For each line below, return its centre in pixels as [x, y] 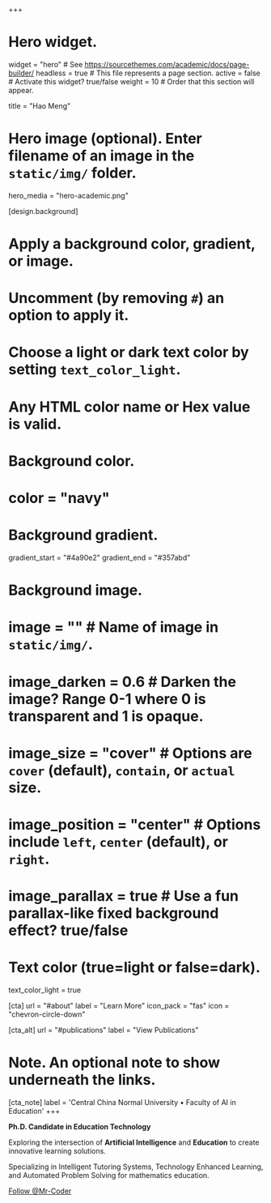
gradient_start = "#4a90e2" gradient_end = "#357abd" [100, 557]
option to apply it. [69, 316]
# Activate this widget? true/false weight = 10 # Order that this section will [131, 81]
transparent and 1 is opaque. [106, 716]
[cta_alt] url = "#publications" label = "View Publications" [104, 1030]
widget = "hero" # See [46, 64]
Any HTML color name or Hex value [129, 407]
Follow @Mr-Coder [40, 1191]
